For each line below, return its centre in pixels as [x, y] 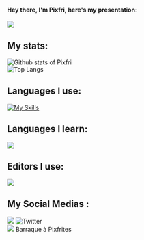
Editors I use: [35, 166]
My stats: [28, 45]
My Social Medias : [48, 204]
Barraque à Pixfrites [43, 230]
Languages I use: [44, 91]
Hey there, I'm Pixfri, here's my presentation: [72, 10]
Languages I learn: [47, 129]
